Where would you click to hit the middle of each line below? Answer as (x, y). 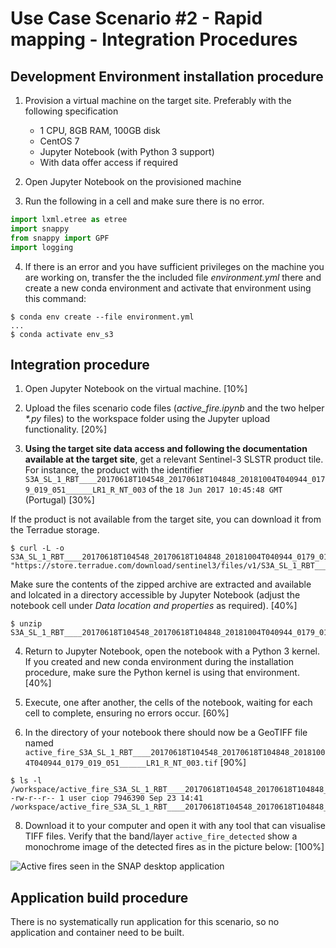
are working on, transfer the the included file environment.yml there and (173, 277)
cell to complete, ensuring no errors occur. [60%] (127, 713)
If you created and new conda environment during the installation (159, 662)
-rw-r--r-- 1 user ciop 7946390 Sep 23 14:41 (106, 798)
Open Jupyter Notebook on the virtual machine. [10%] (136, 389)
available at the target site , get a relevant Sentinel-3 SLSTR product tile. (174, 459)
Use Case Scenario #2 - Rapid (136, 18)
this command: (55, 298)
